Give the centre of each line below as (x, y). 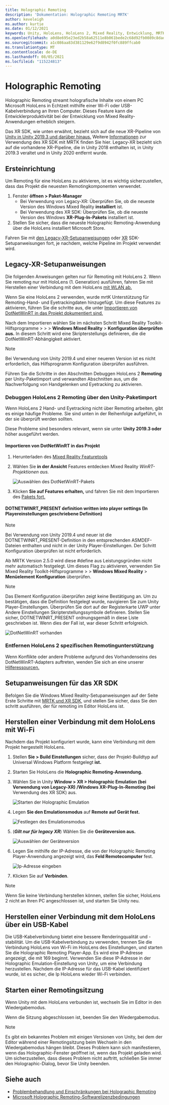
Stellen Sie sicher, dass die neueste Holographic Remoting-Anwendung (86, 223)
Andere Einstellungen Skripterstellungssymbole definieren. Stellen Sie (77, 612)
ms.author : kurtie (24, 24)
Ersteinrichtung (30, 169)
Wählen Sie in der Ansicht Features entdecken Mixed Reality (75, 467)
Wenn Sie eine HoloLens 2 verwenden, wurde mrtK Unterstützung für (77, 297)
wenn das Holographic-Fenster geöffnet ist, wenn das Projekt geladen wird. (84, 1053)
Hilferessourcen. (22, 667)
